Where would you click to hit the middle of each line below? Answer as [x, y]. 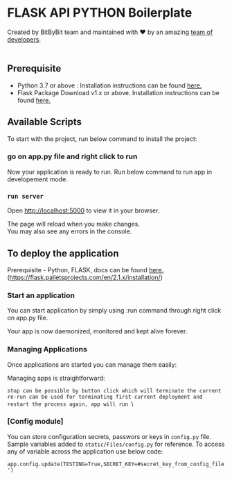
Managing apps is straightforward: [56, 378]
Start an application [41, 295]
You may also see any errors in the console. [70, 231]
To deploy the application [63, 253]
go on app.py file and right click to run [72, 156]
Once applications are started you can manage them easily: [92, 364]
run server [25, 196]
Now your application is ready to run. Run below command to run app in [110, 172]
